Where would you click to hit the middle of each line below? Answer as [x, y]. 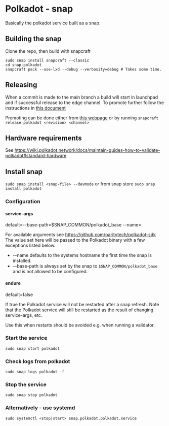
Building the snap [33, 39]
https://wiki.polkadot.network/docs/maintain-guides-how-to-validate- [87, 150]
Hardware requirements [44, 138]
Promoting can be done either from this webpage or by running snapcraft [82, 118]
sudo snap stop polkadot [31, 395]
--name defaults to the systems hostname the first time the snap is [82, 255]
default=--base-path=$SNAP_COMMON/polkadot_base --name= [73, 225]
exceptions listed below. [30, 245]
